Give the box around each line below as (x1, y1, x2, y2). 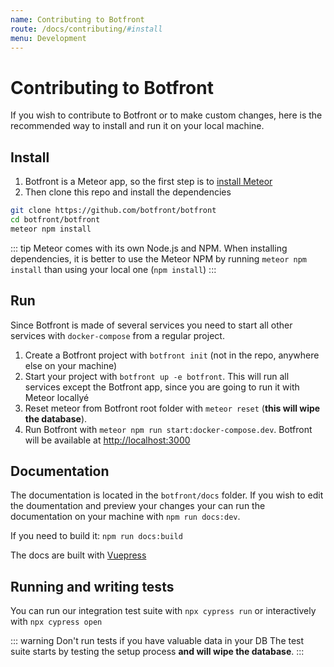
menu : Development (10, 33, 87, 43)
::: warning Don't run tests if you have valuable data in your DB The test (10, 635, 305, 647)
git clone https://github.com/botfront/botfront (10, 206, 217, 216)
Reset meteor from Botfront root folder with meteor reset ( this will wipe (24, 402, 321, 414)
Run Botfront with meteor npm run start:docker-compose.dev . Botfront (24, 423, 313, 435)
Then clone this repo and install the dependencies (24, 186, 232, 198)
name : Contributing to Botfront (10, 14, 145, 25)
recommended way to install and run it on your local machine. (10, 120, 265, 132)
